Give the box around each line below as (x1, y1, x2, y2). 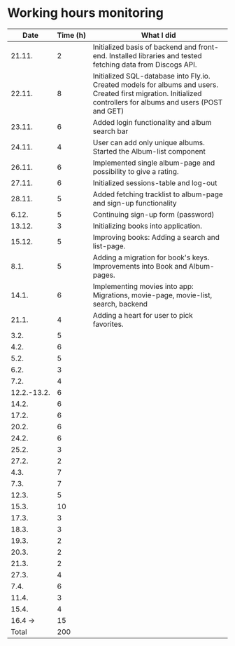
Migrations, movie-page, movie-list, (92, 290, 213, 300)
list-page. (92, 241, 126, 250)
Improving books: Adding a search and (92, 232, 220, 242)
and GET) (92, 106, 124, 116)
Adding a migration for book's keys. (92, 253, 210, 262)
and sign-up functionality (92, 198, 177, 208)
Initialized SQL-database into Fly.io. (92, 71, 211, 81)
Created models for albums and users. (92, 79, 219, 89)
